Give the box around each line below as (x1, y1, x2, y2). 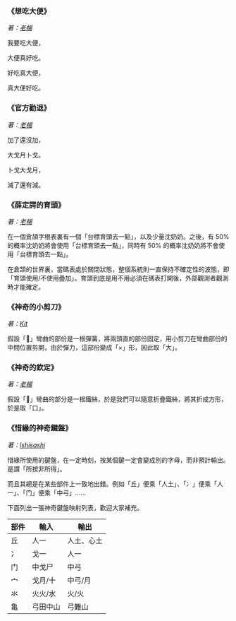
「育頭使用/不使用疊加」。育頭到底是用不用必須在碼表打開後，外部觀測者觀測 (7, 273, 229, 282)
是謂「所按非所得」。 (7, 464, 66, 473)
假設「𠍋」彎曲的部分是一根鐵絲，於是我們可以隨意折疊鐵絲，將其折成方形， (7, 395, 228, 403)
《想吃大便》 (7, 6, 51, 16)
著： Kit (7, 319, 28, 328)
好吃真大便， (7, 69, 44, 77)
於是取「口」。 (7, 404, 48, 413)
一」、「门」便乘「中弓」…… (7, 488, 87, 497)
